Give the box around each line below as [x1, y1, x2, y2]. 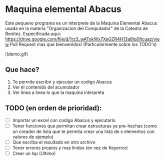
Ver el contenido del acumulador [12, 84, 80, 90]
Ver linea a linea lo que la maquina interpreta [12, 89, 104, 95]
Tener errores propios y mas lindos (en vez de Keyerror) [12, 144, 128, 150]
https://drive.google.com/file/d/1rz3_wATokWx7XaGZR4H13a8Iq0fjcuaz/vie [5, 36, 160, 42]
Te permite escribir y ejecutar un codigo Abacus [12, 78, 112, 84]
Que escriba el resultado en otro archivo [12, 139, 96, 145]
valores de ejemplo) [12, 133, 53, 139]
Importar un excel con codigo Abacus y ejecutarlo [12, 117, 116, 123]
